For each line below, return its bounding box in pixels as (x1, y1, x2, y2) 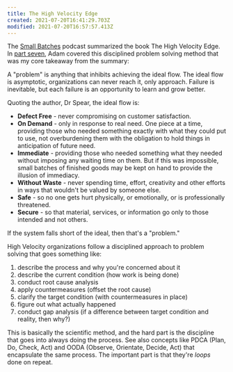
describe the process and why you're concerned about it (17, 264, 181, 272)
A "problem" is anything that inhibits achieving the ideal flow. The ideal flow (7, 70, 224, 79)
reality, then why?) (17, 315, 71, 323)
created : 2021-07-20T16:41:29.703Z (7, 17, 111, 24)
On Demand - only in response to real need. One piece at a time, (17, 120, 203, 128)
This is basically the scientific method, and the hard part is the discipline (7, 328, 214, 337)
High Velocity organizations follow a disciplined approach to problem (7, 243, 204, 251)
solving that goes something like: (7, 250, 102, 258)
